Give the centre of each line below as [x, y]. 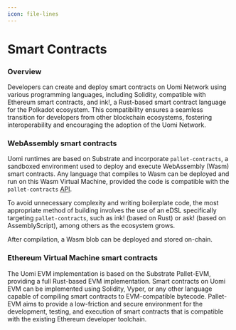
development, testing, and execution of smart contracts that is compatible [116, 311]
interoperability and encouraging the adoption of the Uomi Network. [107, 125]
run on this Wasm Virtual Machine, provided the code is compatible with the [118, 182]
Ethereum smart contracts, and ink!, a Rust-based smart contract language [117, 102]
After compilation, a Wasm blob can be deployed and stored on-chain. [110, 239]
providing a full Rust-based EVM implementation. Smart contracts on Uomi [117, 281]
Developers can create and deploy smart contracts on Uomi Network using [117, 87]
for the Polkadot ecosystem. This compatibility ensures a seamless [106, 110]
